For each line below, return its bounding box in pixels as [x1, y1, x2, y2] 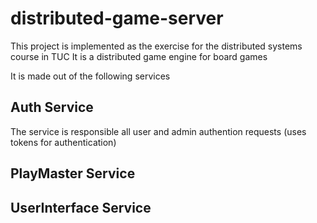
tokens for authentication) [10, 136, 117, 148]
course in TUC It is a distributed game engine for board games [10, 50, 268, 62]
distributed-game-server [10, 7, 224, 30]
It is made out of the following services [10, 70, 171, 82]
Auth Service [10, 99, 94, 116]
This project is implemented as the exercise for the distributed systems [10, 40, 303, 52]
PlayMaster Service [10, 165, 136, 182]
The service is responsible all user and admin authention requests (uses [10, 125, 307, 137]
